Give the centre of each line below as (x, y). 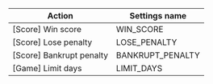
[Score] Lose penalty (52, 42)
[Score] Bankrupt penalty (61, 55)
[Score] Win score (47, 29)
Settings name (158, 16)
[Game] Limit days (47, 68)
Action (61, 16)
